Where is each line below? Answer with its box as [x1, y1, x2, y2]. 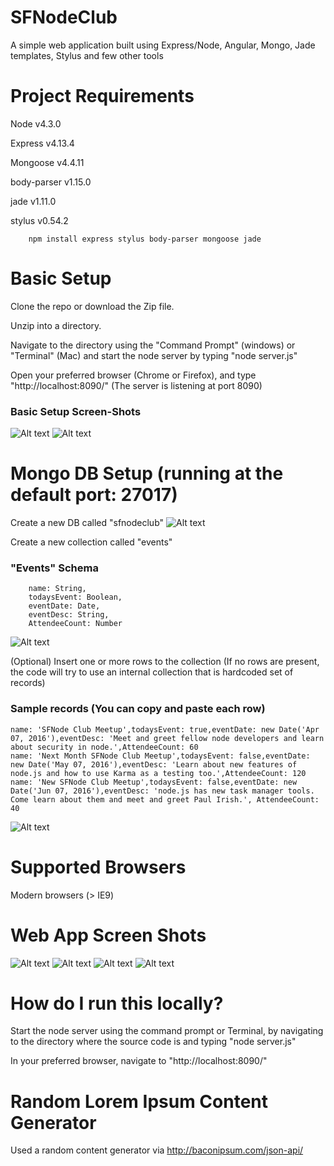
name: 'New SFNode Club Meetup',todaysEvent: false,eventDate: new [10, 777, 298, 787]
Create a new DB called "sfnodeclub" [10, 517, 165, 529]
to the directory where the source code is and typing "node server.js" [10, 1036, 297, 1048]
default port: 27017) [10, 484, 178, 506]
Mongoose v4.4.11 [10, 156, 85, 168]
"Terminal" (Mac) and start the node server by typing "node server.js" [10, 349, 298, 361]
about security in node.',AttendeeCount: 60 [10, 742, 199, 752]
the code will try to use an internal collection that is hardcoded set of [10, 666, 294, 678]
